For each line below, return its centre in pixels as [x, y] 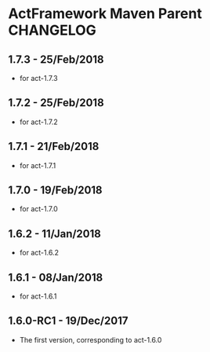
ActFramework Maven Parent [105, 14]
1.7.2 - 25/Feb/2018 [56, 103]
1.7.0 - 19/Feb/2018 [56, 191]
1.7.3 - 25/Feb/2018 [56, 59]
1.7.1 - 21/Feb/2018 [54, 147]
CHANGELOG [52, 30]
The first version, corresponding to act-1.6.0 [91, 339]
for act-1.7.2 [39, 122]
